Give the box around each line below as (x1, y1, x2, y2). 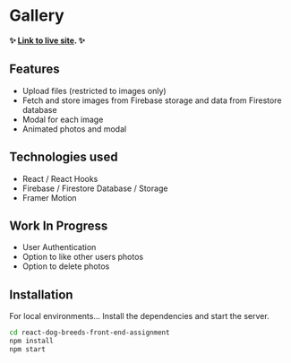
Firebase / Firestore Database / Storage (21, 183, 168, 194)
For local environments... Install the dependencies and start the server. (9, 311, 270, 322)
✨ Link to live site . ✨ (9, 35, 86, 46)
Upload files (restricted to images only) (21, 85, 167, 96)
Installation (9, 287, 73, 302)
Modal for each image (21, 114, 104, 125)
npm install (9, 337, 54, 346)
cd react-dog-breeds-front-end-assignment (9, 328, 170, 337)
